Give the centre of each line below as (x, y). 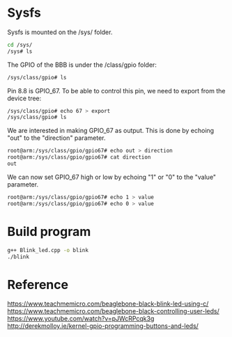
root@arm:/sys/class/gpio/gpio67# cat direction (79, 157)
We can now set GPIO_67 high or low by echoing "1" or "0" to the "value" (112, 177)
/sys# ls (20, 51)
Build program (49, 232)
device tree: (24, 98)
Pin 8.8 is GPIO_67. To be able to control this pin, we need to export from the (116, 91)
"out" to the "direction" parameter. (56, 138)
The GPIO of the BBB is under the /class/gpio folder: (82, 65)
